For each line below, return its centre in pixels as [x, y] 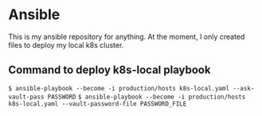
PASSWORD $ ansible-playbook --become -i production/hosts [147, 97]
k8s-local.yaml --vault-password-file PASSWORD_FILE [98, 104]
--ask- [244, 88]
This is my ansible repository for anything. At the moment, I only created [127, 37]
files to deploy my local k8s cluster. [66, 44]
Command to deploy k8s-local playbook [109, 70]
